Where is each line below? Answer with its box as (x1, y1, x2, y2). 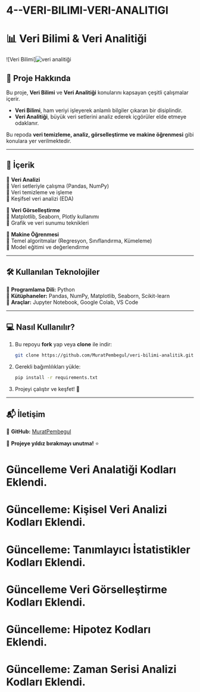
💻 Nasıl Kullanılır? (6, 322, 76, 332)
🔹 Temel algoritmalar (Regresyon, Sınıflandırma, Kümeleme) (6, 237, 152, 244)
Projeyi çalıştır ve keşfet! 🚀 (14, 386, 80, 393)
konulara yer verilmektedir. (6, 137, 71, 144)
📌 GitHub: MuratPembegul (6, 427, 71, 435)
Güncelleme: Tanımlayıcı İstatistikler (6, 543, 190, 556)
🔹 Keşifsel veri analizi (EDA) (6, 195, 74, 202)
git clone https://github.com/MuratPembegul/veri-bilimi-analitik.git (14, 352, 194, 358)
